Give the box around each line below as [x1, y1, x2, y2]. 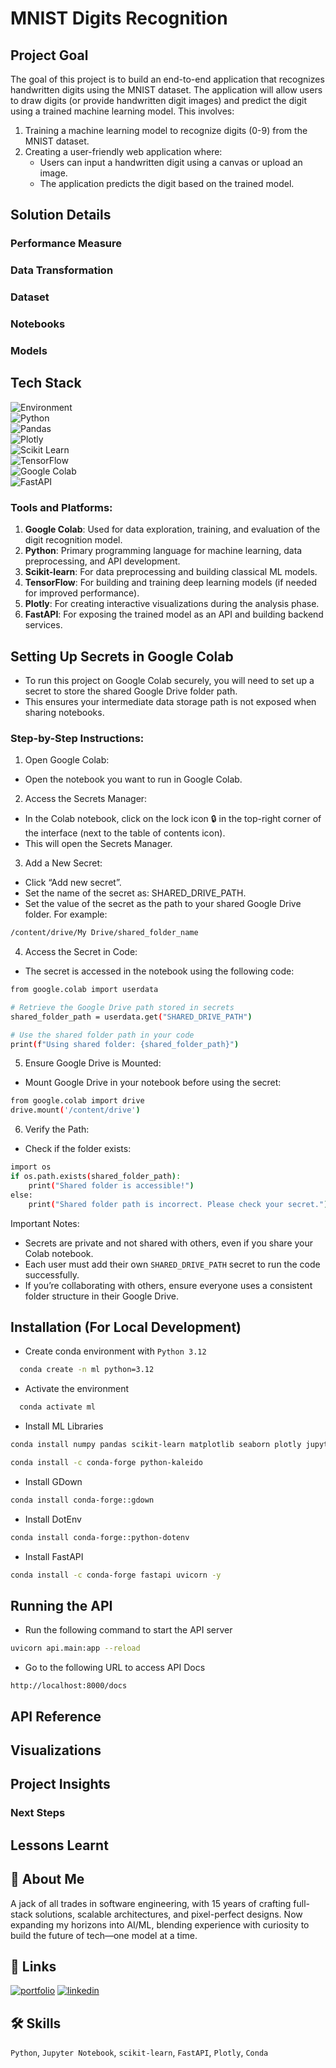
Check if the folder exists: [24, 1143, 132, 1155]
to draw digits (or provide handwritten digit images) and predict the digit [10, 95, 307, 106]
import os [10, 1162, 52, 1172]
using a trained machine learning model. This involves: [10, 105, 235, 117]
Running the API [10, 1597, 113, 1614]
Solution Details [10, 207, 112, 224]
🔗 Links [10, 1958, 57, 1975]
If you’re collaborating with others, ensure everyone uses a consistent [24, 1279, 313, 1291]
